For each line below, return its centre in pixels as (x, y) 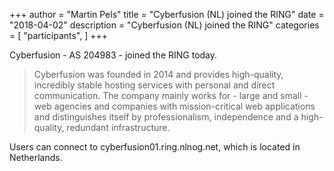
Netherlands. (36, 157)
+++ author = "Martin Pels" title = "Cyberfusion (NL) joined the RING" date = (167, 14)
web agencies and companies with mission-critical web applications (174, 106)
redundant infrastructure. (118, 127)
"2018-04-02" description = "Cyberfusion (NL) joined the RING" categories (164, 25)
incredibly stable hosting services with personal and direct (154, 85)
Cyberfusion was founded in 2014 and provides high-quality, (158, 74)
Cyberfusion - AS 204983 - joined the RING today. (113, 55)
